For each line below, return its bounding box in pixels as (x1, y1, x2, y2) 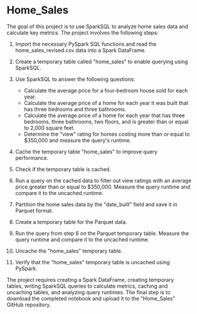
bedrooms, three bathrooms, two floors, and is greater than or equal (23, 118, 189, 125)
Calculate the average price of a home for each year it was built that (23, 99, 189, 106)
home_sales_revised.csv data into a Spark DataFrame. (15, 46, 146, 53)
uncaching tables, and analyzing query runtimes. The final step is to (6, 288, 171, 296)
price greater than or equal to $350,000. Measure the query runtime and (15, 183, 191, 190)
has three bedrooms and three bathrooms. (23, 105, 127, 112)
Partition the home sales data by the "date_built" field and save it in (15, 200, 178, 208)
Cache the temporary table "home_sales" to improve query (15, 148, 158, 155)
